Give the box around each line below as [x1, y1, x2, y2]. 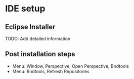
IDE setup [5, 3, 45, 14]
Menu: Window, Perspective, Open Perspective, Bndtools [12, 63, 129, 69]
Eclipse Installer [5, 23, 56, 31]
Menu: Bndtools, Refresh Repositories [12, 68, 90, 74]
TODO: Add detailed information [5, 36, 71, 41]
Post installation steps [5, 50, 75, 58]
